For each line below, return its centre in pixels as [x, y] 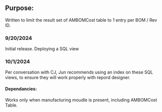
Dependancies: [21, 89]
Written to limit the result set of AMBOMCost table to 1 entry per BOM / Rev [81, 20]
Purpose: [19, 8]
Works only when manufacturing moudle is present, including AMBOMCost [81, 100]
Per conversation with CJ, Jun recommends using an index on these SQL [79, 72]
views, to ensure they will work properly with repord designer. [68, 77]
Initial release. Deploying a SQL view [42, 49]
